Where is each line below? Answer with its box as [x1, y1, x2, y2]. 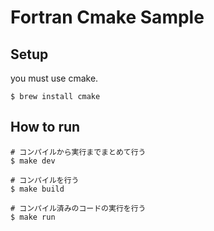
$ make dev [10, 156, 56, 166]
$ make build [10, 184, 65, 194]
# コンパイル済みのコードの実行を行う [10, 203, 147, 213]
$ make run [10, 212, 56, 222]
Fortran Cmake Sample [10, 6, 205, 29]
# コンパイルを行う [10, 175, 80, 185]
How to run [10, 119, 81, 136]
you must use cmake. [10, 72, 99, 84]
